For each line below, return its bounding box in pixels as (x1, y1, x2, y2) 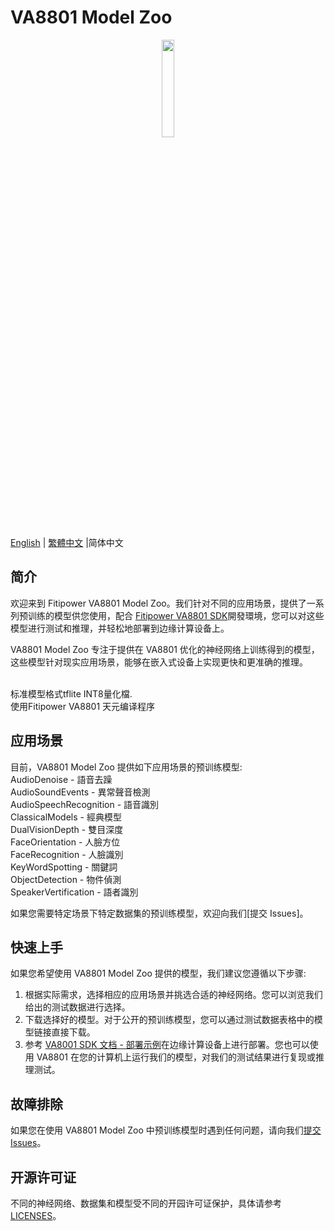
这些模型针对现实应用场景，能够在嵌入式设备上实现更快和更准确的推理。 (10, 656, 308, 668)
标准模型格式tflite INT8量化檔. (10, 687, 133, 700)
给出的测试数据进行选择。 (24, 1001, 131, 1013)
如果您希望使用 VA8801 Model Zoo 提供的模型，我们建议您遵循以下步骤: (10, 967, 307, 980)
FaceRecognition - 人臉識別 (10, 848, 124, 860)
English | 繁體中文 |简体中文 (10, 536, 124, 548)
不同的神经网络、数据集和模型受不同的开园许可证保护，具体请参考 (10, 1197, 282, 1209)
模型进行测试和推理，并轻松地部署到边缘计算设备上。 (10, 622, 230, 634)
